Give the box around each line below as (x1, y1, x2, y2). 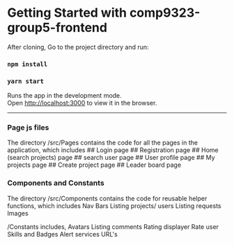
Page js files (7, 123, 49, 133)
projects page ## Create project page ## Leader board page (7, 161, 182, 169)
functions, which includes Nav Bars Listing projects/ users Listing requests (7, 201, 221, 210)
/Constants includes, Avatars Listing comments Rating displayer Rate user (7, 222, 219, 231)
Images (7, 209, 29, 217)
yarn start (7, 77, 44, 85)
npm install (7, 60, 48, 68)
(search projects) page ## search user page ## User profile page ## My (7, 154, 215, 162)
